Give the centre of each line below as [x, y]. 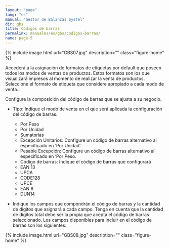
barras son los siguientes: [39, 225]
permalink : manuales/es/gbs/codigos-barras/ [53, 33]
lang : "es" [17, 15]
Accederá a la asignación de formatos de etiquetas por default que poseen [83, 68]
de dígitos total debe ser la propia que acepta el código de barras [81, 214]
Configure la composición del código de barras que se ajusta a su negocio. [83, 99]
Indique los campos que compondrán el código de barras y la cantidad [86, 203]
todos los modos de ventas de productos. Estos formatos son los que [78, 73]
